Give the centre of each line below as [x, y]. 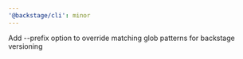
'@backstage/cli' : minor [49, 15]
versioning [25, 46]
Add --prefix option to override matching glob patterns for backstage [121, 38]
